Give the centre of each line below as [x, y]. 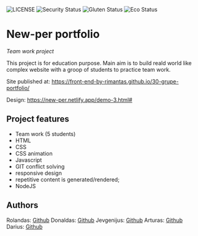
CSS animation [34, 153]
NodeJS [25, 186]
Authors [22, 205]
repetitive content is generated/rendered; [67, 179]
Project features [38, 119]
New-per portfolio [53, 34]
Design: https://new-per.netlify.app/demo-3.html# [70, 100]
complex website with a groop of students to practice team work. [89, 69]
